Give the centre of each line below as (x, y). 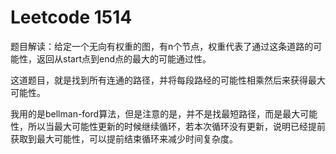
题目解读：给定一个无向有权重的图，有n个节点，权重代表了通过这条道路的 (162, 46)
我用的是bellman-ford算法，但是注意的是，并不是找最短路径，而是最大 (155, 113)
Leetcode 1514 (71, 17)
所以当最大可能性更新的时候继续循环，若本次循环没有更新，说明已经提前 (176, 126)
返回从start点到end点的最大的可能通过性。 (124, 58)
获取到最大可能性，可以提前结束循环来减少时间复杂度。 (124, 138)
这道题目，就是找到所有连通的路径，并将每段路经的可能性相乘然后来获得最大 (168, 80)
